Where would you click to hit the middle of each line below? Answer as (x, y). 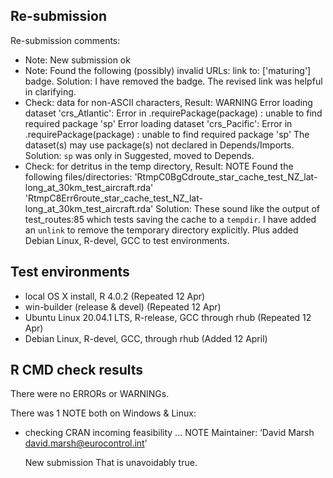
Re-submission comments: (65, 40)
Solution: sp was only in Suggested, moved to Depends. (139, 155)
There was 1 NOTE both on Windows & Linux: (103, 413)
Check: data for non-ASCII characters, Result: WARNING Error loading (168, 102)
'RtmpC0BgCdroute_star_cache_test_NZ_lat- (226, 176)
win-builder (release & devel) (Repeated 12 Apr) (123, 306)
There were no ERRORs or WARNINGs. (90, 394)
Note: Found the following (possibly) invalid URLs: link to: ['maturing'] (168, 70)
